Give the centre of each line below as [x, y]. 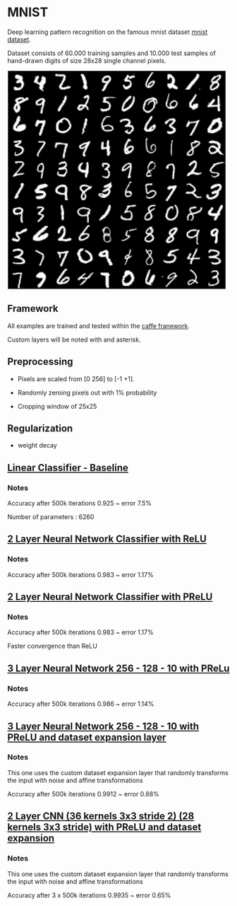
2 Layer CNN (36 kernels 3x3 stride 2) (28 [101, 817]
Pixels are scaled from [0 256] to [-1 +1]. [76, 378]
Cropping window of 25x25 [57, 406]
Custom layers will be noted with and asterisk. [74, 339]
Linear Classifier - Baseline [68, 467]
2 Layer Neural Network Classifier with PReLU [110, 597]
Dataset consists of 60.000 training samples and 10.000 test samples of [112, 53]
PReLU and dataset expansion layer [87, 737]
